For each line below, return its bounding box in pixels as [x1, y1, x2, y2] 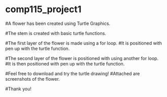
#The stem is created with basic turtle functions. [5, 30, 106, 36]
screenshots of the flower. [5, 76, 60, 82]
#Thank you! [5, 85, 32, 92]
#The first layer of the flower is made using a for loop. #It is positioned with [5, 40, 162, 46]
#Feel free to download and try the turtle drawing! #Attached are [5, 70, 140, 77]
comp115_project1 [5, 4, 82, 15]
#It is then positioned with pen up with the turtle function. [5, 60, 125, 67]
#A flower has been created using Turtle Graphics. [5, 20, 110, 26]
